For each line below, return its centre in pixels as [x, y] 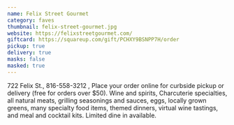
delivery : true [29, 53]
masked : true [26, 66]
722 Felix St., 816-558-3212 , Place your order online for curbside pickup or [116, 85]
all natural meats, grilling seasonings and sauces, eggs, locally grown [107, 100]
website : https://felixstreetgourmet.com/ [70, 33]
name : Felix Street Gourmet [48, 14]
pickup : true [26, 46]
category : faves [31, 20]
